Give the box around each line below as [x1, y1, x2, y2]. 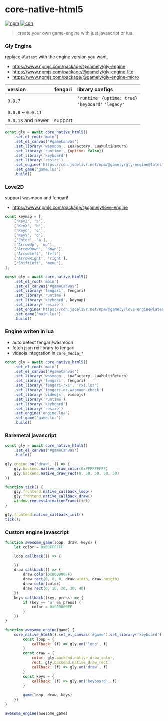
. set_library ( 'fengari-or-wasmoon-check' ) [14, 388, 104, 393]
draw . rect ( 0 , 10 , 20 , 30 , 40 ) [23, 586, 86, 591]
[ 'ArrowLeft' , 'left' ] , [14, 251, 64, 256]
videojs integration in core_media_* [12, 350, 84, 356]
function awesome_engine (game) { [5, 627, 75, 632]
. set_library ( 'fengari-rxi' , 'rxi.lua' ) [14, 383, 99, 388]
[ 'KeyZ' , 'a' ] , [14, 219, 46, 224]
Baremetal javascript [5, 432, 56, 439]
